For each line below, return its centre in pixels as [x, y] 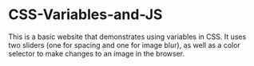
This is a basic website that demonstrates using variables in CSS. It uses [127, 37]
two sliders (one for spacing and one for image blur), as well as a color [125, 45]
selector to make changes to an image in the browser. [97, 53]
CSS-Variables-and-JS [85, 15]
